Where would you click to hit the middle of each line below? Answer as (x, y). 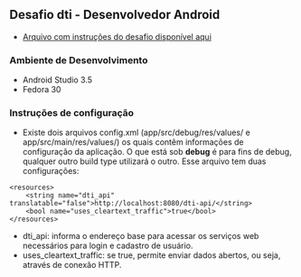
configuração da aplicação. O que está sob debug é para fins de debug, (157, 152)
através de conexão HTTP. (72, 265)
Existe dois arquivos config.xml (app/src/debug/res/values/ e (136, 133)
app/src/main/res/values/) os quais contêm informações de (133, 142)
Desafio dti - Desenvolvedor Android (115, 15)
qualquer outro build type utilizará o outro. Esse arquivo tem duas (144, 161)
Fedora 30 (42, 90)
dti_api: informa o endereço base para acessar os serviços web (141, 236)
